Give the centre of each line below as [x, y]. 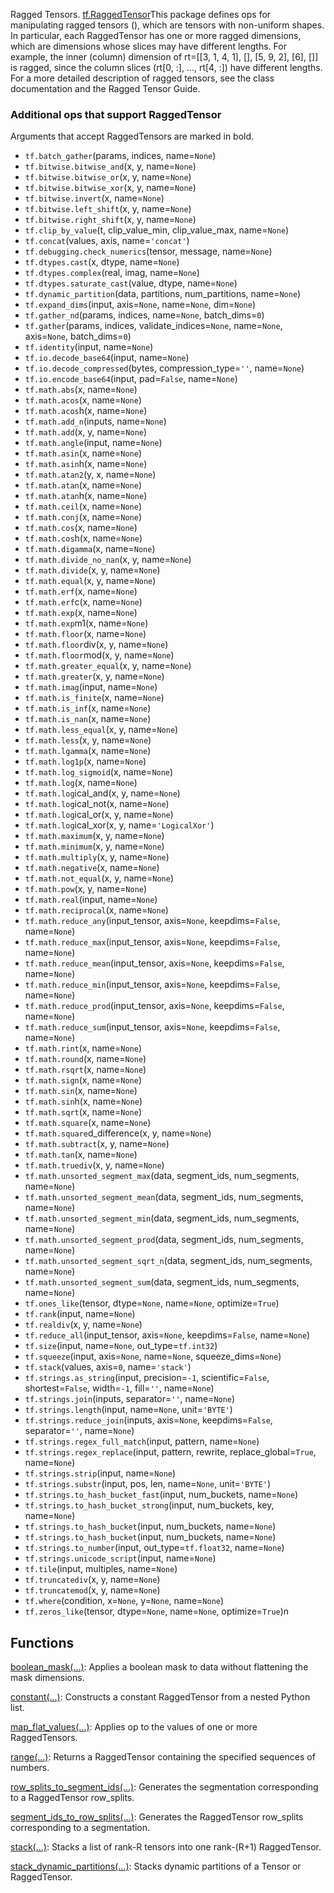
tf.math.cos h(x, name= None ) [83, 538]
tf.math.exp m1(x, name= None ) [86, 623]
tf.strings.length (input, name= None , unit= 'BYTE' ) [128, 1410]
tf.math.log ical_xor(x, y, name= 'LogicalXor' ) [119, 825]
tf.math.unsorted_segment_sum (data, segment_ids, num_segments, [162, 1282]
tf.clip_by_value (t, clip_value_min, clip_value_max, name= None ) [157, 230]
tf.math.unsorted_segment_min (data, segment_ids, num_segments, [162, 1218]
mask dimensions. [47, 1678]
